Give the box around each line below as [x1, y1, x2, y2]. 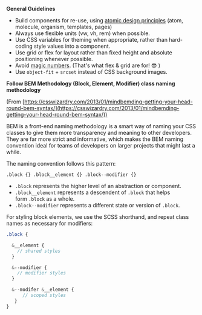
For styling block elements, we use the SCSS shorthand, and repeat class [6, 213, 189, 220]
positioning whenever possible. [15, 56, 93, 62]
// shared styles [17, 248, 61, 254]
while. [6, 148, 21, 155]
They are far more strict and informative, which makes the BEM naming [6, 135, 183, 143]
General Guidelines [6, 5, 56, 12]
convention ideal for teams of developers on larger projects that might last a [6, 142, 195, 149]
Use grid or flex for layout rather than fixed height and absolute [15, 49, 172, 56]
